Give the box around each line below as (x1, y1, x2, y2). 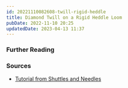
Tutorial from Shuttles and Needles (14, 75, 102, 83)
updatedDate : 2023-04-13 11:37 (6, 25, 85, 32)
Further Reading (6, 46, 55, 54)
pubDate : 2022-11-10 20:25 (6, 20, 74, 26)
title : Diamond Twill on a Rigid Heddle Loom (6, 14, 122, 20)
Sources (6, 61, 31, 70)
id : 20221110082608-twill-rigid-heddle (6, 8, 106, 15)
